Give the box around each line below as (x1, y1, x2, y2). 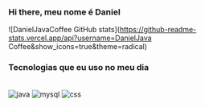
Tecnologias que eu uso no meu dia (8, 62, 150, 73)
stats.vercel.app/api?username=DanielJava (8, 33, 152, 43)
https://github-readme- (119, 25, 197, 35)
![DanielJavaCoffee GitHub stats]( (8, 25, 121, 35)
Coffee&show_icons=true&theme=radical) (8, 42, 147, 51)
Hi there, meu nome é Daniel (8, 6, 121, 18)
